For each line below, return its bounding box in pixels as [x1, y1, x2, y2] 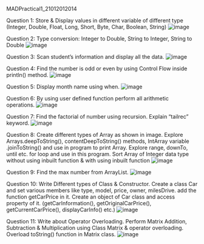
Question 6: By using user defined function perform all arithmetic [6, 95, 169, 102]
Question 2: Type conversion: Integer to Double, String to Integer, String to [6, 35, 192, 42]
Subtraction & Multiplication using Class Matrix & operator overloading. [6, 224, 184, 231]
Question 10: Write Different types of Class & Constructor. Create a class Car [6, 180, 198, 187]
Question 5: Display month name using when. [6, 83, 120, 90]
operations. [6, 101, 35, 108]
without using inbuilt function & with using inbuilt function [6, 157, 150, 164]
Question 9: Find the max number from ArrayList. [6, 169, 129, 176]
